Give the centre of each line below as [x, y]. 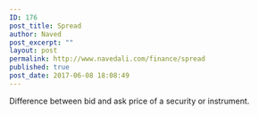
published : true [39, 68]
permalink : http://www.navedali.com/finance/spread [107, 59]
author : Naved [36, 34]
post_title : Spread [46, 26]
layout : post [33, 51]
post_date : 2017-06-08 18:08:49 [69, 76]
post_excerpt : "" [42, 42]
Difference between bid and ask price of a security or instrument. [129, 101]
